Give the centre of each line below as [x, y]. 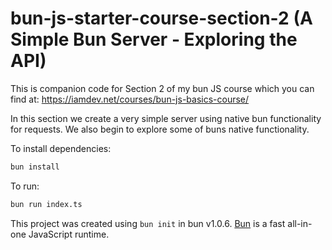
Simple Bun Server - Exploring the [154, 39]
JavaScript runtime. [69, 234]
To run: [25, 186]
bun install [35, 167]
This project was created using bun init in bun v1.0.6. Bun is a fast [148, 223]
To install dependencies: [61, 148]
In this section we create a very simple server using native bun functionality [166, 118]
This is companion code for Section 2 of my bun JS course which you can [162, 88]
